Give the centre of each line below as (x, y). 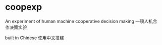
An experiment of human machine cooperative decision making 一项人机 (79, 21)
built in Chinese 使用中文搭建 (35, 38)
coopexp (24, 7)
